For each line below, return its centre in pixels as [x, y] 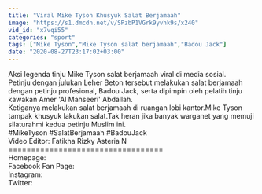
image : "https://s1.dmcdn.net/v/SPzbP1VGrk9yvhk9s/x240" [103, 23]
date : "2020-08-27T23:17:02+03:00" [66, 52]
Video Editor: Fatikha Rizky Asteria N [68, 141]
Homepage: [27, 157]
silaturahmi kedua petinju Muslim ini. [67, 124]
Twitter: [20, 183]
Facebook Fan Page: [41, 166]
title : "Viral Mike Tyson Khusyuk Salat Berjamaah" [94, 15]
